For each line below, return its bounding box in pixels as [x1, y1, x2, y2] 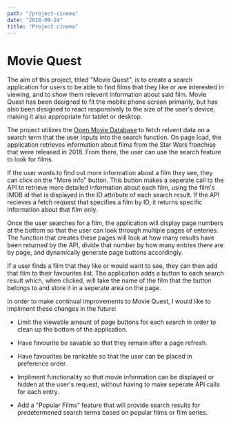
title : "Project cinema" [7, 23, 79, 30]
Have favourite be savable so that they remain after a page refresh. [17, 339, 208, 347]
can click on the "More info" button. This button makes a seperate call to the [7, 176, 224, 184]
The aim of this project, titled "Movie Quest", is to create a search [7, 75, 193, 84]
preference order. [17, 359, 68, 368]
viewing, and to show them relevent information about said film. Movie [7, 91, 207, 99]
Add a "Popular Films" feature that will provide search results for [17, 401, 201, 409]
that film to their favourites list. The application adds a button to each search [7, 269, 224, 278]
